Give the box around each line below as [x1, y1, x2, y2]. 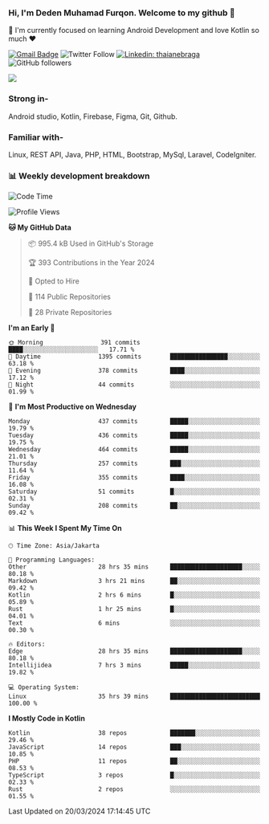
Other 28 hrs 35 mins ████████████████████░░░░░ [8, 563, 261, 571]
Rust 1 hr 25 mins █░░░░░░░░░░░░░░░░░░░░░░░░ [8, 606, 261, 614]
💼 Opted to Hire [27, 276, 80, 286]
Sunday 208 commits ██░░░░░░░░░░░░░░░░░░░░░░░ [8, 502, 261, 510]
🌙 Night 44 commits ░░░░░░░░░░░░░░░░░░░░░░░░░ [8, 381, 261, 389]
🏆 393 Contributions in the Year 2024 [27, 258, 155, 267]
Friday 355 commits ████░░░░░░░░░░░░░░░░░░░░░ [8, 474, 261, 482]
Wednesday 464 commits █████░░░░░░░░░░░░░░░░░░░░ [8, 446, 261, 454]
